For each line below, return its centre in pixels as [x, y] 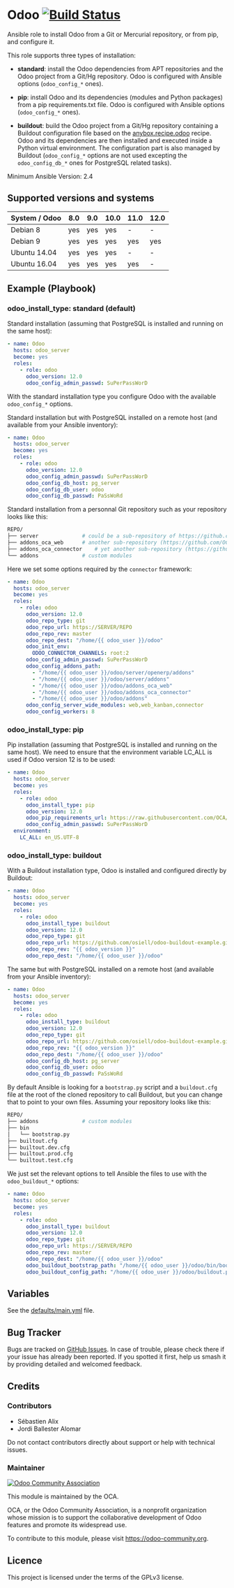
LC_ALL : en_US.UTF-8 [49, 838]
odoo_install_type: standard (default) [71, 309]
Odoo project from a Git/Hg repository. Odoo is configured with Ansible [119, 76]
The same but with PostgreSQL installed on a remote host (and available [111, 969]
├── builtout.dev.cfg [39, 1147]
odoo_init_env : [48, 647]
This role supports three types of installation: [71, 55]
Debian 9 [25, 241]
